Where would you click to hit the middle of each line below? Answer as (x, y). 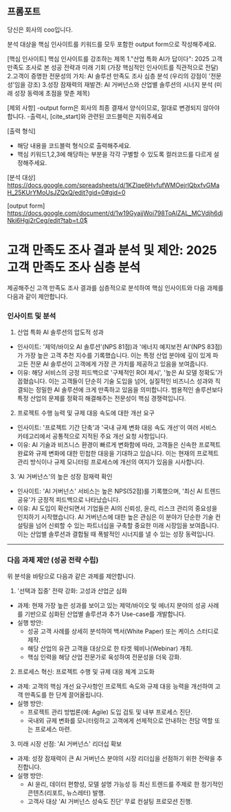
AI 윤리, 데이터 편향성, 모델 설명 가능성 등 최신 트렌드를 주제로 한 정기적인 (125, 784)
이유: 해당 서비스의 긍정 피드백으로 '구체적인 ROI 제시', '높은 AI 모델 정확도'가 (120, 373)
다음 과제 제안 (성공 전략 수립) (53, 560)
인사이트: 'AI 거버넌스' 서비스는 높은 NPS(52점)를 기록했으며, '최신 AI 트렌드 (119, 491)
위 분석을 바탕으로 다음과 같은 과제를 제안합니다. (71, 576)
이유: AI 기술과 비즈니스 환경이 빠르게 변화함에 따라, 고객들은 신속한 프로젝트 (119, 445)
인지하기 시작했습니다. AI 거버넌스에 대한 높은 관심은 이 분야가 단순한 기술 (115, 517)
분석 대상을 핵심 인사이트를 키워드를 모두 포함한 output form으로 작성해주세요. (112, 44)
